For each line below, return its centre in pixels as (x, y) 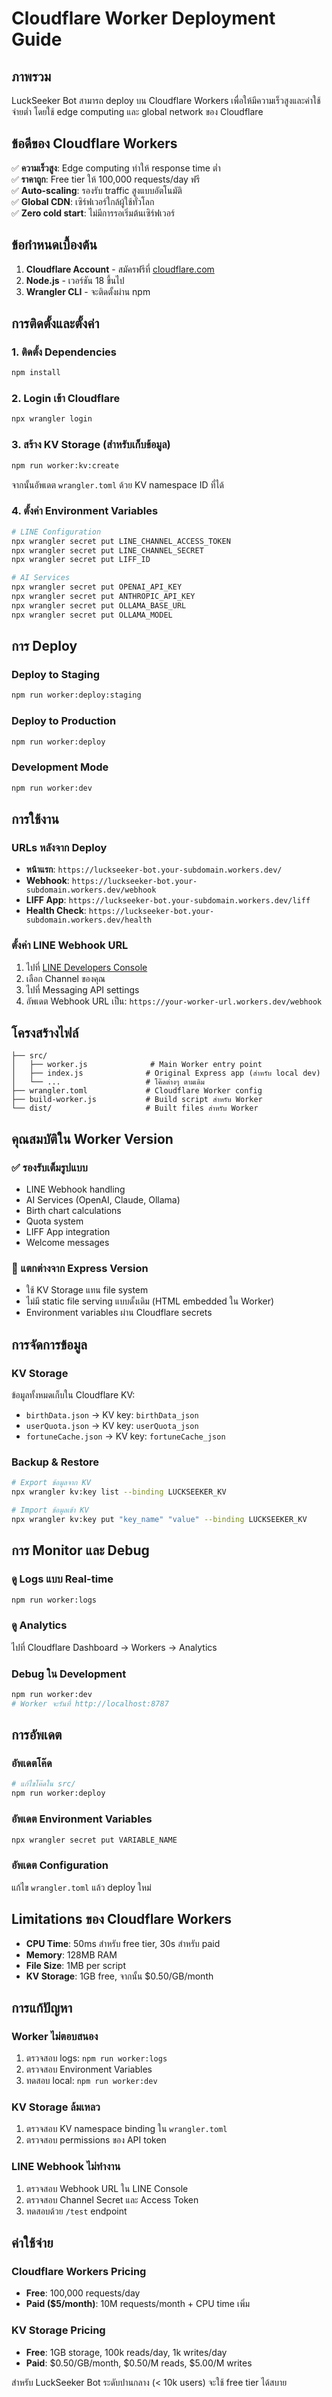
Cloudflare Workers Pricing (79, 2272)
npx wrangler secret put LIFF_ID (81, 560)
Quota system (54, 1221)
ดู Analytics (39, 1625)
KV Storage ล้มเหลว (56, 2107)
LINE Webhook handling (75, 1189)
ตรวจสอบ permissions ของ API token (96, 2140)
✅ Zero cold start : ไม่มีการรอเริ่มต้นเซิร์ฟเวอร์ (93, 213)
